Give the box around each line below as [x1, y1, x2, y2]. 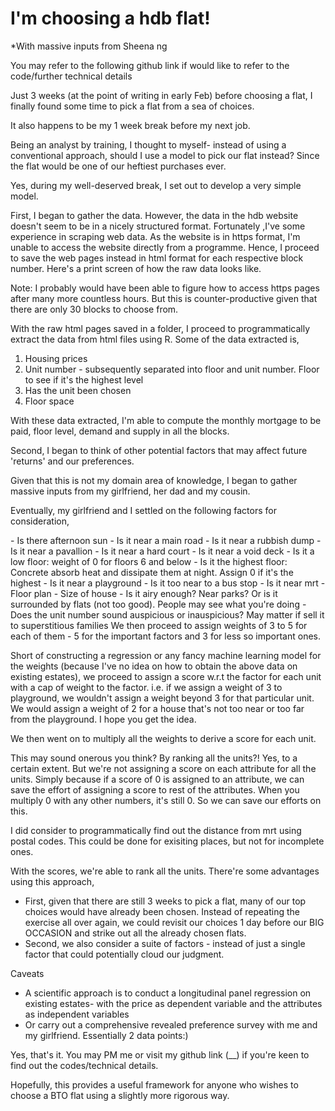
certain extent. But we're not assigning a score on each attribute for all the [10, 762, 317, 774]
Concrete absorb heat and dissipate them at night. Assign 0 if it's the [10, 566, 294, 578]
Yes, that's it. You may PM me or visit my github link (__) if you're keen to [10, 1048, 310, 1061]
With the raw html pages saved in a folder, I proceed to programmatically [10, 322, 311, 334]
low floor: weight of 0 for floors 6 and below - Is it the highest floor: [10, 555, 288, 567]
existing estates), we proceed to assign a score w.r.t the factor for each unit [10, 670, 322, 682]
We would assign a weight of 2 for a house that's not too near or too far [10, 702, 305, 714]
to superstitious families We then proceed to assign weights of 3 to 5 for [10, 619, 308, 631]
